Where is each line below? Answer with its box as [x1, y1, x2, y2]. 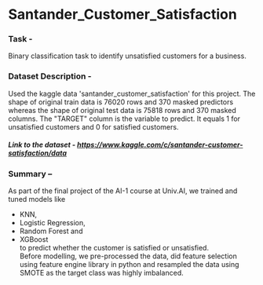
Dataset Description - [8, 71, 92, 82]
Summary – [8, 168, 53, 179]
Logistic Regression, [19, 218, 86, 228]
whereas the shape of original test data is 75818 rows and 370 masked [8, 105, 237, 115]
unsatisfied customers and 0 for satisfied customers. [8, 122, 179, 131]
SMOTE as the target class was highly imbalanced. [19, 269, 184, 278]
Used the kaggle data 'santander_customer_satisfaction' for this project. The [8, 89, 256, 98]
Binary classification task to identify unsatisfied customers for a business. [8, 51, 247, 60]
